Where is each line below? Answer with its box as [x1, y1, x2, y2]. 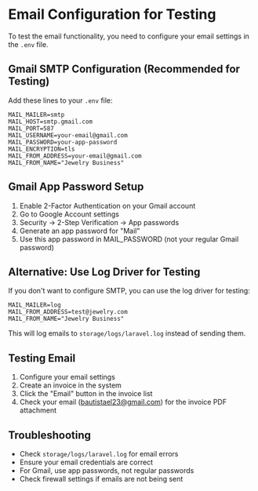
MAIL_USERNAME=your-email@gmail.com [8, 131, 128, 139]
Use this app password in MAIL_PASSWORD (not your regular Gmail [19, 234, 239, 244]
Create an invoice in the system [19, 380, 122, 390]
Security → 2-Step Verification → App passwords [19, 217, 180, 227]
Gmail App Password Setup [8, 180, 144, 194]
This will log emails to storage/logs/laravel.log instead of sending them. [8, 329, 246, 338]
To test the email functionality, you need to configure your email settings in [8, 31, 249, 41]
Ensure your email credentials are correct [19, 457, 154, 467]
